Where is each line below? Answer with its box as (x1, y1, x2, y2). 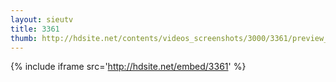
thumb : (10, 33, 38, 43)
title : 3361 (10, 24, 60, 34)
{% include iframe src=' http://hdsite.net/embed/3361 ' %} (10, 61, 247, 73)
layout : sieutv (10, 14, 74, 25)
